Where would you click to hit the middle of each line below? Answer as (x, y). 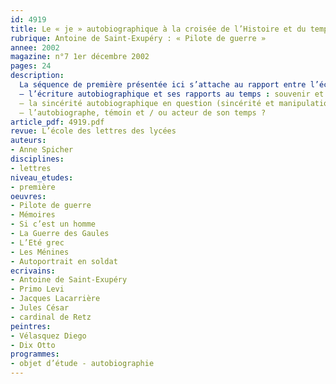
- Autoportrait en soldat (64, 261)
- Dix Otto (33, 345)
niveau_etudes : (42, 177)
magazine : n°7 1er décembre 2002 (80, 57)
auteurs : (28, 141)
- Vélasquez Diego (48, 336)
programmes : (35, 354)
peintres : (31, 326)
